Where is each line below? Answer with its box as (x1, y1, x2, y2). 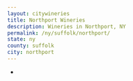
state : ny (7, 36, 36, 43)
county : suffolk (7, 42, 54, 49)
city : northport (7, 49, 54, 56)
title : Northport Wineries (7, 17, 86, 24)
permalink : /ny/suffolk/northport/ (7, 29, 111, 37)
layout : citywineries (7, 10, 70, 17)
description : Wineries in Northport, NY (7, 23, 127, 30)
